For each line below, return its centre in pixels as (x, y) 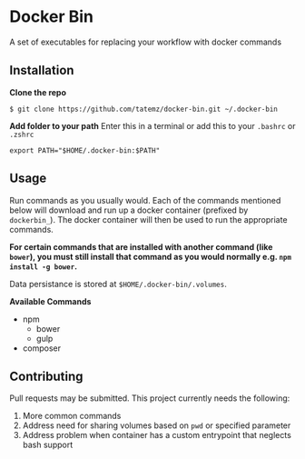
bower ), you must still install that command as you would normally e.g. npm (151, 256)
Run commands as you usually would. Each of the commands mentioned (145, 200)
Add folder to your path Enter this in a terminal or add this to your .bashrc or (153, 125)
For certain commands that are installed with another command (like (141, 246)
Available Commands (50, 301)
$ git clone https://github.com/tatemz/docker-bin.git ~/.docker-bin (144, 109)
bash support (48, 445)
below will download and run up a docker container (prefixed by (129, 210)
